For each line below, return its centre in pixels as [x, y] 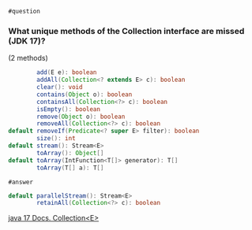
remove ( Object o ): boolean [81, 117]
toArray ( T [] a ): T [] [70, 168]
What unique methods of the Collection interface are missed [126, 31]
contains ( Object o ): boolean [85, 95]
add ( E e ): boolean [67, 72]
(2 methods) [28, 58]
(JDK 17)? [27, 41]
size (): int [56, 139]
